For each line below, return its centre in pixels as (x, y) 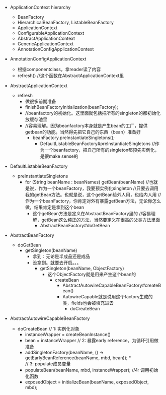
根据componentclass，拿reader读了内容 (59, 69)
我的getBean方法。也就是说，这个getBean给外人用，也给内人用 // (93, 194)
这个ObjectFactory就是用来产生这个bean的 (92, 274)
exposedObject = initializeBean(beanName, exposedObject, (87, 382)
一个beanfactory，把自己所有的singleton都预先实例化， (102, 150)
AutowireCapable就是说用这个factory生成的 (108, 297)
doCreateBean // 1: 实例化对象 (48, 329)
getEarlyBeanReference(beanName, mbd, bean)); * (78, 358)
